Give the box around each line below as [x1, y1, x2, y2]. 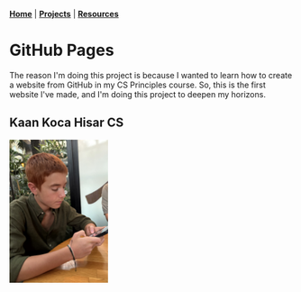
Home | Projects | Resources [9, 9, 119, 19]
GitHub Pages [9, 41, 114, 60]
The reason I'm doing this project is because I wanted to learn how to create [9, 69, 293, 80]
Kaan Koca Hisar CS [9, 115, 124, 131]
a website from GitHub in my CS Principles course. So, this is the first [9, 79, 266, 90]
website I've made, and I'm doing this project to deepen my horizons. [9, 88, 266, 99]
